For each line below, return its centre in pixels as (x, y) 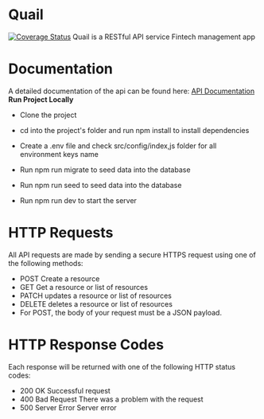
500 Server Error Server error (68, 407)
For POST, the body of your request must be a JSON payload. (121, 312)
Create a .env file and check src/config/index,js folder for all (118, 146)
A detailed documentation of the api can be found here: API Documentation (132, 91)
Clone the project (48, 115)
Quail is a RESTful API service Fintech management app (164, 37)
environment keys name (59, 154)
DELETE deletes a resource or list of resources (96, 303)
